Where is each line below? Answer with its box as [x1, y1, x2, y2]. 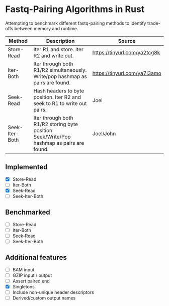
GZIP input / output [12, 272, 52, 278]
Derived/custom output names [12, 295, 76, 301]
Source [118, 37, 136, 44]
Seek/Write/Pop [33, 133, 71, 140]
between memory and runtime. [14, 25, 78, 31]
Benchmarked [5, 208, 50, 217]
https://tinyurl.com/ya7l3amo [92, 69, 161, 76]
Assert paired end [12, 278, 50, 284]
